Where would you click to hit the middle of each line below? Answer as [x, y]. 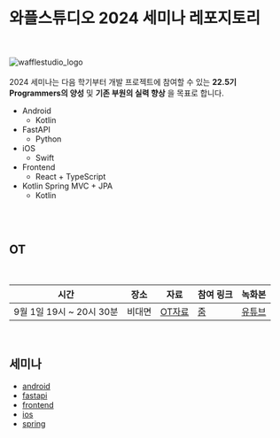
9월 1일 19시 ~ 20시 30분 [66, 311]
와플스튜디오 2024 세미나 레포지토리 [135, 18]
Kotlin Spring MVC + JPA [67, 186]
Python [48, 139]
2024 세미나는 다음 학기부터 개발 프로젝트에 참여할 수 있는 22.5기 [123, 81]
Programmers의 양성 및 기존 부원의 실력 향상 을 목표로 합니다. [117, 93]
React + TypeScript [70, 176]
